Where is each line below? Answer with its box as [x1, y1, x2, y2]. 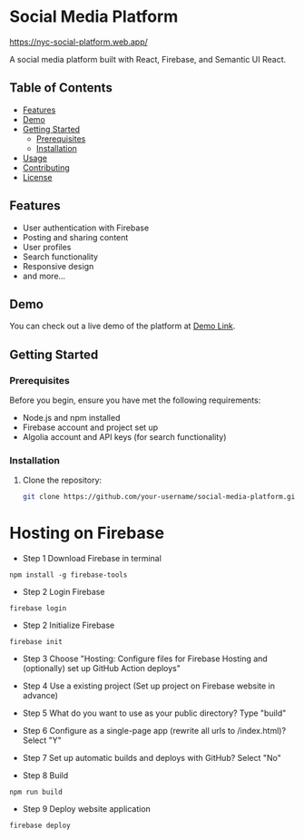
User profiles [22, 241, 72, 252]
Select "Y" [22, 735, 62, 746]
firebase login [9, 604, 67, 613]
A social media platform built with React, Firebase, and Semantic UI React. [9, 54, 287, 64]
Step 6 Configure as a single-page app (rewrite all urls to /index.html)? [22, 726, 287, 737]
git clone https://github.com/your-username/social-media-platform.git [22, 493, 299, 502]
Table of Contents [9, 80, 113, 96]
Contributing [22, 161, 70, 173]
